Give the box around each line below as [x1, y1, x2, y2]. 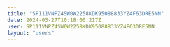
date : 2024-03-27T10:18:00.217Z [7, 17, 101, 23]
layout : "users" [7, 29, 55, 37]
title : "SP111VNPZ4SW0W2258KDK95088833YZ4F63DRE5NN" [7, 10, 164, 17]
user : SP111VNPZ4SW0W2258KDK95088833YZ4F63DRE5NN [7, 23, 155, 30]
